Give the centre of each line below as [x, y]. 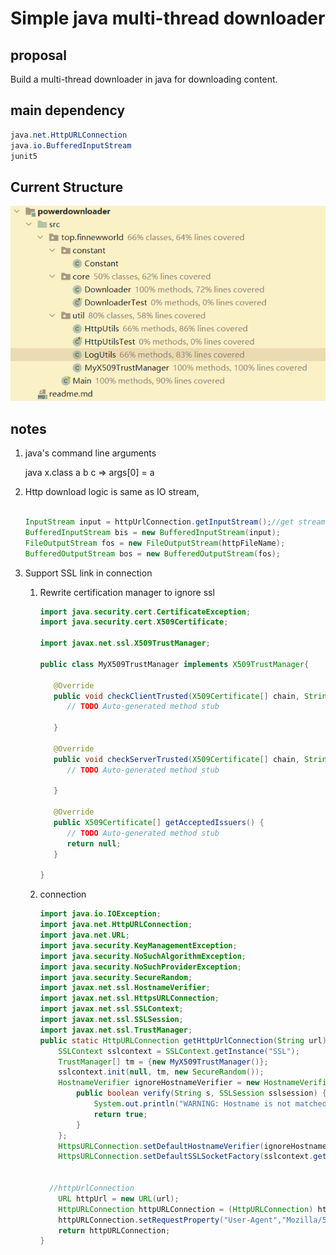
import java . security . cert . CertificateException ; [145, 612]
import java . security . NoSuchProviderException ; [140, 967]
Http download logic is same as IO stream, [112, 492]
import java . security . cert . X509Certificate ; [134, 622]
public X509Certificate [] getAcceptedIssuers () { [159, 823]
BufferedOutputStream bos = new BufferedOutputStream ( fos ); [152, 553]
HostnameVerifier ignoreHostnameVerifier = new [159, 1083]
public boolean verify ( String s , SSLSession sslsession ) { [201, 1093]
